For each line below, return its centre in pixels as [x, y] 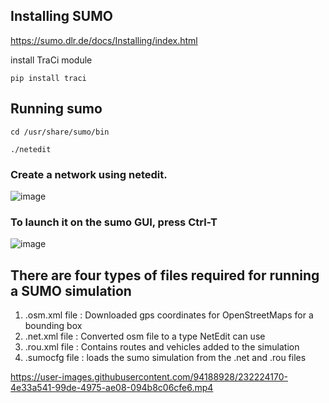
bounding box [53, 326]
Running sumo [56, 109]
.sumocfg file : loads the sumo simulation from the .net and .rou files [165, 358]
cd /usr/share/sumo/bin [60, 132]
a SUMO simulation [71, 290]
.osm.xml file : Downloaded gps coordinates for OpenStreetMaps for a [169, 315]
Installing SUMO [61, 16]
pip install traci [48, 78]
